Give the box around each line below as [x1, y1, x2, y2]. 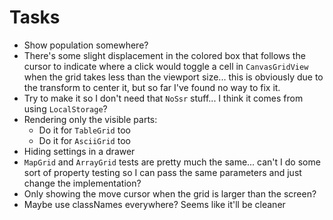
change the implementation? [23, 177, 142, 189]
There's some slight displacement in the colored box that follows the [23, 49, 306, 61]
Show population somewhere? [23, 39, 149, 51]
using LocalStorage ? [23, 102, 108, 115]
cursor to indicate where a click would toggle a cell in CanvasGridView [23, 60, 309, 72]
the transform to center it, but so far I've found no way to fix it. [23, 81, 281, 93]
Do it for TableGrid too [38, 124, 131, 136]
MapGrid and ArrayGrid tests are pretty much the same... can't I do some [23, 156, 321, 168]
